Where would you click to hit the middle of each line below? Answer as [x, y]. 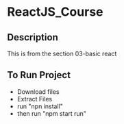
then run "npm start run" [52, 113]
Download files [38, 91]
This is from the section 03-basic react [62, 53]
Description [33, 37]
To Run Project [39, 75]
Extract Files [35, 99]
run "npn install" [40, 106]
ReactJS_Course [55, 12]
